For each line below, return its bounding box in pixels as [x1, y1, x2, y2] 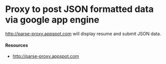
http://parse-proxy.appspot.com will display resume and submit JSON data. [5, 30, 161, 36]
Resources [5, 42, 29, 48]
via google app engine [5, 14, 99, 25]
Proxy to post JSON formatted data [5, 3, 154, 15]
